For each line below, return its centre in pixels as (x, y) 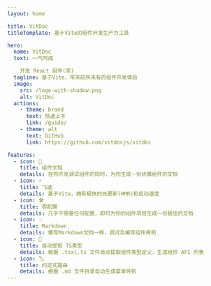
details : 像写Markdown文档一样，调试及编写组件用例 (88, 233)
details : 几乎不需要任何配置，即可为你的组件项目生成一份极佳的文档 (107, 213)
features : (22, 155)
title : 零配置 (39, 206)
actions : (26, 103)
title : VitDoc (28, 26)
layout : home (26, 14)
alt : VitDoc (37, 97)
